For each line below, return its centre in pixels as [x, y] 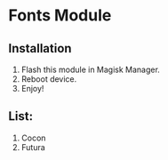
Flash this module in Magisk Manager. [91, 69]
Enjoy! [32, 88]
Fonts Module [60, 16]
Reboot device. [49, 79]
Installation [40, 48]
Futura [33, 147]
